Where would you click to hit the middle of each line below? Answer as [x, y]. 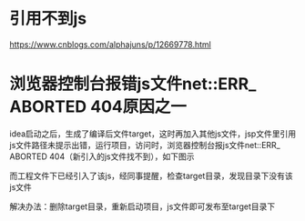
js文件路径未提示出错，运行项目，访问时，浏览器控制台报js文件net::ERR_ [145, 145]
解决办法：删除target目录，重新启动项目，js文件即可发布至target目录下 [142, 206]
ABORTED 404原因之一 [98, 107]
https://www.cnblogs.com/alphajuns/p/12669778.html [111, 44]
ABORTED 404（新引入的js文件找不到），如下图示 [102, 156]
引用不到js [48, 19]
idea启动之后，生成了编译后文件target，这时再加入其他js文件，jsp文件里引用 [153, 134]
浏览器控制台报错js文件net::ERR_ [133, 84]
